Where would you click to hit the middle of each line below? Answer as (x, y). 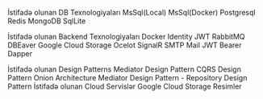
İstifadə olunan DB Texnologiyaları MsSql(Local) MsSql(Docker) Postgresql (131, 12)
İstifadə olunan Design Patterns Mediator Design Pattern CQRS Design (124, 69)
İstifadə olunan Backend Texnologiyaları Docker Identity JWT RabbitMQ (126, 37)
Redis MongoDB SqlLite (47, 21)
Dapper (20, 54)
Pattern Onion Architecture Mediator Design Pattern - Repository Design (127, 78)
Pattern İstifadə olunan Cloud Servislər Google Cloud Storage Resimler (125, 86)
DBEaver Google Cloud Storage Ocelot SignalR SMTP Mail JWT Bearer (125, 45)
